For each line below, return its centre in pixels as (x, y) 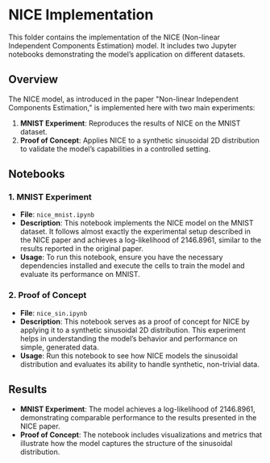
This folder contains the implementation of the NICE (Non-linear (114, 37)
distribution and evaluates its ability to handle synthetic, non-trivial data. (139, 364)
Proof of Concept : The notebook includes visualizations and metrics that (141, 434)
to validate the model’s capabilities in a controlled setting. (115, 149)
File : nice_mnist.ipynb (57, 214)
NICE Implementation (81, 15)
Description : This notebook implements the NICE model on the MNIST (137, 223)
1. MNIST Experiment (50, 197)
